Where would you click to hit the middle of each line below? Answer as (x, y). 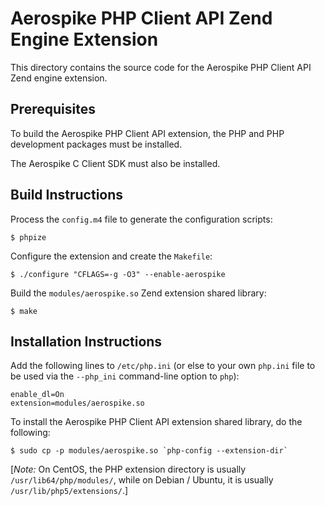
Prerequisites (53, 109)
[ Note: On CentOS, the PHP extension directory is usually (128, 469)
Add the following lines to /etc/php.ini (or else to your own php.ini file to (163, 366)
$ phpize (28, 237)
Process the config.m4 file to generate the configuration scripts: (141, 219)
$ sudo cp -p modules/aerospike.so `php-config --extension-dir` (149, 451)
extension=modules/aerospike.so (77, 403)
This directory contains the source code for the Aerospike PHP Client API (161, 67)
